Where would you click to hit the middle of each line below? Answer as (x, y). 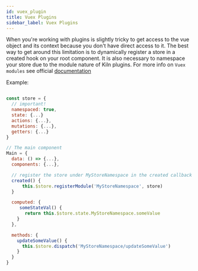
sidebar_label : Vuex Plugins (42, 23)
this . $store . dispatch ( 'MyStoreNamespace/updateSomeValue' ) (96, 246)
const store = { (26, 98)
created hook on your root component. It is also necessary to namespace (96, 58)
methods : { (25, 235)
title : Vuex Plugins (32, 17)
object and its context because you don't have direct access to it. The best (97, 46)
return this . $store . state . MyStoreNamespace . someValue (92, 213)
